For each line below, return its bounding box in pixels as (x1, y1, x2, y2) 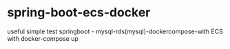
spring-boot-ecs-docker (7, 5, 151, 20)
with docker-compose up (7, 34, 79, 42)
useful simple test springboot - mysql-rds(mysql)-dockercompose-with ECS (7, 27, 224, 35)
